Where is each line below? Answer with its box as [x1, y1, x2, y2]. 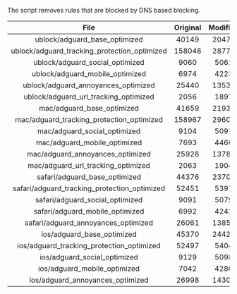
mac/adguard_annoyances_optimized [27, 149, 152, 159]
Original [174, 23, 202, 32]
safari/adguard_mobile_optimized [33, 207, 145, 216]
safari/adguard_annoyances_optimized [24, 218, 154, 228]
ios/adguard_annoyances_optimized [29, 275, 150, 285]
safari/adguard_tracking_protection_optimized [13, 183, 166, 193]
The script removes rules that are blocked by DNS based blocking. [7, 6, 201, 14]
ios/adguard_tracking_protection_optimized [17, 241, 161, 250]
